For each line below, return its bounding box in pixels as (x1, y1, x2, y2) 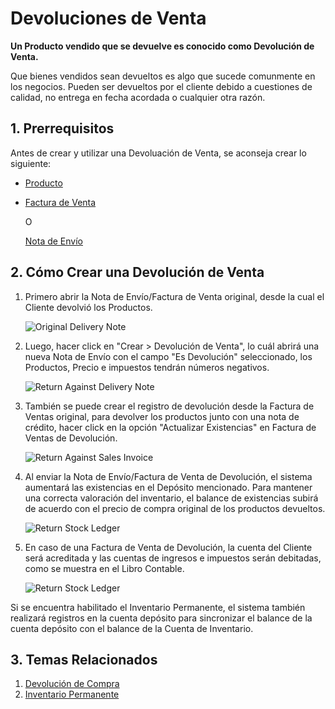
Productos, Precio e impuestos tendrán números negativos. (24, 361, 270, 373)
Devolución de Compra (24, 678, 120, 690)
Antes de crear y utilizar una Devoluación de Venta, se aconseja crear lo (10, 147, 307, 159)
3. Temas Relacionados (10, 651, 158, 668)
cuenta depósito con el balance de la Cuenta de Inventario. (10, 622, 254, 634)
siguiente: (10, 157, 52, 169)
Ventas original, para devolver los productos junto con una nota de (24, 410, 300, 422)
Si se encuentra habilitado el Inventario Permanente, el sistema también (10, 601, 306, 613)
